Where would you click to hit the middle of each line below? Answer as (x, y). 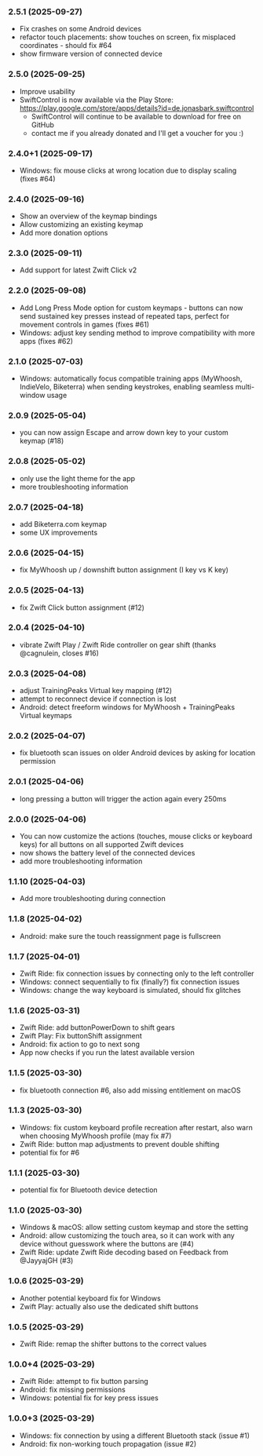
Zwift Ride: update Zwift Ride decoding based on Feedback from (124, 1252)
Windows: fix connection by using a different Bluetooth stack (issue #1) (134, 1436)
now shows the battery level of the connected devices (107, 853)
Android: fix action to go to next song (79, 1044)
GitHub (43, 125)
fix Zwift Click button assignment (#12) (82, 608)
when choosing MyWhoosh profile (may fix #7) (95, 1136)
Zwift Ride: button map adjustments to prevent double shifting (119, 1144)
